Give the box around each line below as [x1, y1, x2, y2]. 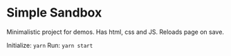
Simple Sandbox [6, 5, 102, 21]
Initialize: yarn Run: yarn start [6, 41, 93, 49]
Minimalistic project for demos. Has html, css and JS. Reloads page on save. [6, 28, 224, 36]
